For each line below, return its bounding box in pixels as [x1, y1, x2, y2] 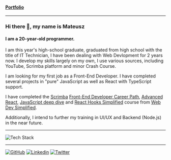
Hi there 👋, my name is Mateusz [5, 23, 85, 30]
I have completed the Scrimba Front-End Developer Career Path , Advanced [5, 94, 163, 100]
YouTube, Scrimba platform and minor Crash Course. [5, 63, 116, 69]
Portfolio [5, 4, 24, 10]
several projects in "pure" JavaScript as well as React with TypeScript [5, 78, 152, 85]
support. [5, 84, 23, 90]
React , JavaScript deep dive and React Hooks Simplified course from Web [5, 99, 161, 105]
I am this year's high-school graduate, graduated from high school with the [5, 47, 162, 53]
